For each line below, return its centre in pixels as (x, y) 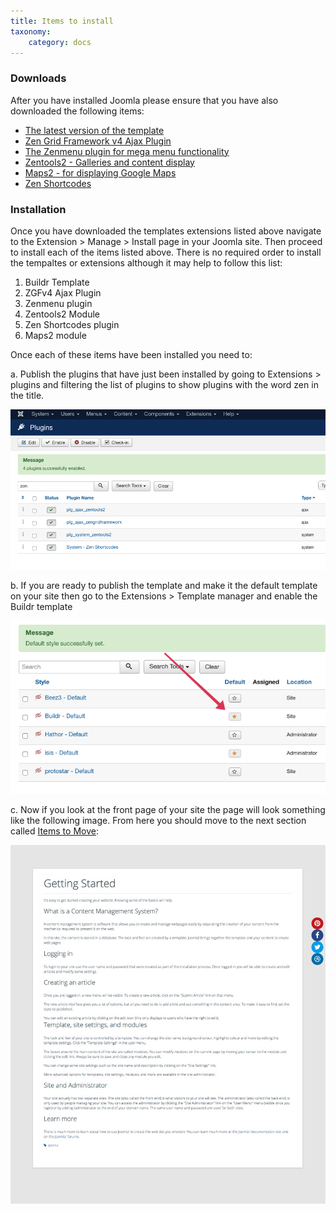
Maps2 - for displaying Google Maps (100, 172)
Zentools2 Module (62, 314)
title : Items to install (62, 21)
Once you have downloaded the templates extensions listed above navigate (166, 231)
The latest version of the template (94, 130)
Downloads (38, 78)
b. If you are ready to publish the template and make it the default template (164, 585)
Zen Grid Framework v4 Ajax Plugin (98, 141)
